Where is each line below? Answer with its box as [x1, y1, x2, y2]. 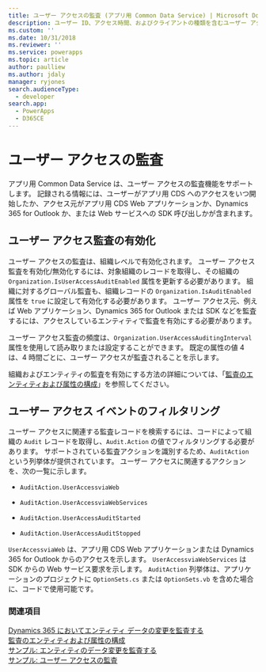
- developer [15, 93, 55, 101]
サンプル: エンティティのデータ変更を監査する [8, 645, 157, 655]
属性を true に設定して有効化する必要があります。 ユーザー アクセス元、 [8, 296, 244, 306]
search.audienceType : [8, 85, 80, 93]
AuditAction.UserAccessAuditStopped [19, 530, 141, 538]
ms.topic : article [8, 56, 69, 64]
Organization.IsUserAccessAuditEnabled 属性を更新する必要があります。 [8, 276, 245, 286]
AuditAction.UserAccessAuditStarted [19, 514, 141, 522]
